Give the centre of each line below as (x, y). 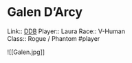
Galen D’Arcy (45, 12)
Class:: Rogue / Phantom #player (54, 38)
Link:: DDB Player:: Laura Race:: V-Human (66, 31)
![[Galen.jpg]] (26, 52)
